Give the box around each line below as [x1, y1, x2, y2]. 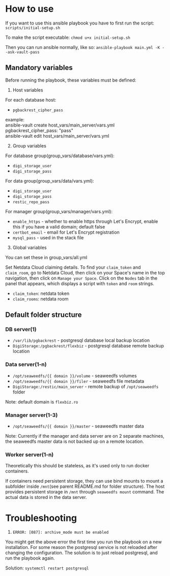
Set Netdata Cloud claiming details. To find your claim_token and [5, 264, 141, 270]
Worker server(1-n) [5, 451, 54, 458]
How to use [5, 3, 54, 15]
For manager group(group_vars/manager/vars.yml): [5, 208, 113, 214]
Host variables [12, 87, 43, 93]
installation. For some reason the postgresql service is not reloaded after [5, 544, 158, 550]
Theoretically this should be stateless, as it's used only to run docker [5, 463, 150, 469]
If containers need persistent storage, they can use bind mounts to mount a [5, 478, 163, 484]
